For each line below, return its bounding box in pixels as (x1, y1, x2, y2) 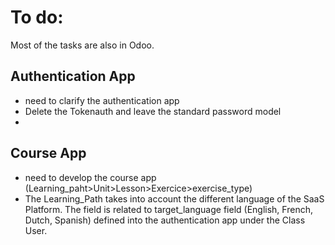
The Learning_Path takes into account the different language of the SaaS (24, 192, 325, 205)
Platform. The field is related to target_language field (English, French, (24, 203, 313, 215)
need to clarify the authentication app (24, 94, 180, 106)
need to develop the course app (24, 171, 157, 183)
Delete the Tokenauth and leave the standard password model (24, 105, 282, 117)
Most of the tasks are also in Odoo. (10, 39, 155, 51)
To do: (10, 6, 64, 29)
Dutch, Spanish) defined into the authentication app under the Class (24, 214, 306, 226)
